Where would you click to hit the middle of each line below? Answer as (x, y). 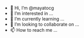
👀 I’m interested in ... (32, 13)
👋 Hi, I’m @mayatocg (32, 8)
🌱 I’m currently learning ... (37, 19)
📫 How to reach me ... (34, 30)
